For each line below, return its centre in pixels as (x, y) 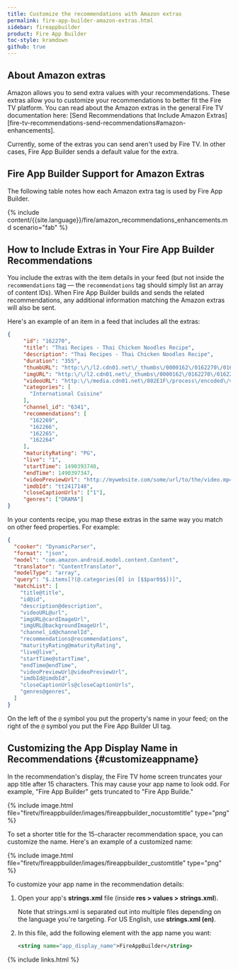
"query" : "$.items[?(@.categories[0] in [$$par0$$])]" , (98, 580)
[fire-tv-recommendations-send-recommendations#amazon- (97, 123)
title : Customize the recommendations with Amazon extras (95, 14)
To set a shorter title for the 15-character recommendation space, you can (115, 834)
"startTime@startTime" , (55, 659)
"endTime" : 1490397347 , (58, 473)
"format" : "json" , (41, 553)
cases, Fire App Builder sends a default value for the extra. (93, 151)
